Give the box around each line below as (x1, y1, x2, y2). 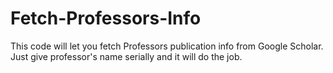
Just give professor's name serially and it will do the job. (10, 50, 243, 62)
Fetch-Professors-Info (10, 7, 202, 30)
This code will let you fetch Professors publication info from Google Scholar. (10, 40, 324, 52)
